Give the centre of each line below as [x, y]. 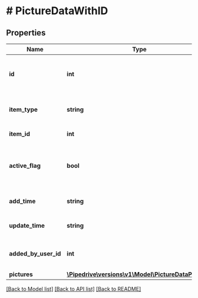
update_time [27, 226]
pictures [21, 274]
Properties [26, 33]
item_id [20, 134]
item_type [24, 109]
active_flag [25, 166]
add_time [22, 201]
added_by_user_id [35, 254]
